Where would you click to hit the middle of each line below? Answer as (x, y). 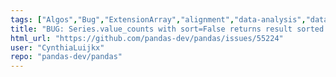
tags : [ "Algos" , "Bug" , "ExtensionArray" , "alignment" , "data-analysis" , (158, 19)
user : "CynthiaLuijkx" (57, 47)
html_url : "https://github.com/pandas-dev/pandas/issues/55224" (147, 38)
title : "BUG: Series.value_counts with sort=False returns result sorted (167, 29)
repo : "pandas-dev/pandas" (66, 57)
